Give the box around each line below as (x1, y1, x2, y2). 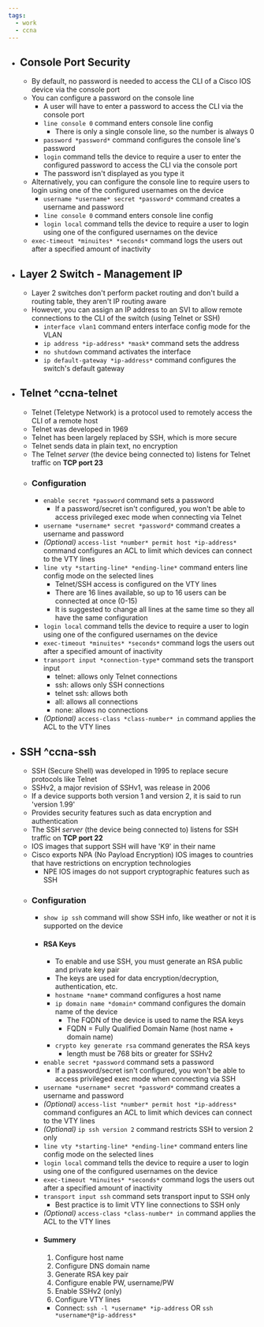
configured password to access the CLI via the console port (43, 160, 238, 170)
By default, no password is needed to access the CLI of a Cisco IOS (31, 77, 251, 86)
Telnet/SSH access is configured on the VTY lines (54, 580, 217, 589)
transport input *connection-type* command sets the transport (43, 655, 254, 664)
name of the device (54, 1007, 118, 1017)
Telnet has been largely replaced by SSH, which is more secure (31, 432, 237, 442)
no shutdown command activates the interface (43, 347, 191, 356)
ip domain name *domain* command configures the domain (54, 998, 246, 1008)
